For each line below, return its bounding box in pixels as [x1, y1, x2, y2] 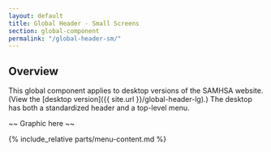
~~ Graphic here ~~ [8, 119, 75, 129]
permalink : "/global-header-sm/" [8, 34, 122, 43]
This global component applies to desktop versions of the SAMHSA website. [8, 86, 264, 95]
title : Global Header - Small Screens [8, 19, 140, 27]
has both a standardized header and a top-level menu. [8, 103, 190, 113]
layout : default [8, 11, 63, 20]
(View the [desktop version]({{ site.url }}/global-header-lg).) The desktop [8, 95, 253, 104]
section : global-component [8, 27, 100, 35]
